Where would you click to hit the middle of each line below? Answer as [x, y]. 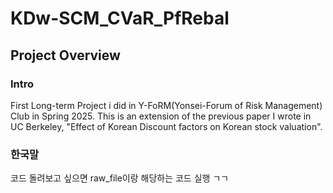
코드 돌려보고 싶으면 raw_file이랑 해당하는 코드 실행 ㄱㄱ [120, 178]
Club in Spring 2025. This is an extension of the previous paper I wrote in [161, 116]
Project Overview [65, 55]
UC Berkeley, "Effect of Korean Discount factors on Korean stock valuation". [166, 126]
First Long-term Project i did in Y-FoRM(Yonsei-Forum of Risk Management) [166, 105]
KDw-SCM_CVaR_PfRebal [120, 18]
